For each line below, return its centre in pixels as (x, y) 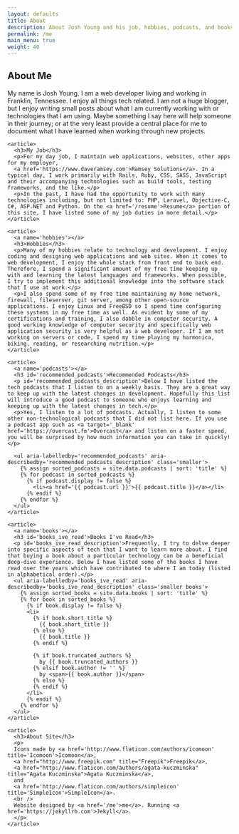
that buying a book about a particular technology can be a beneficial (116, 556)
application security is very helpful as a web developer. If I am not (116, 331)
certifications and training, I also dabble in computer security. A (113, 319)
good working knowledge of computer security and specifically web (110, 325)
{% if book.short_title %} (73, 618)
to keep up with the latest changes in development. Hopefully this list (119, 393)
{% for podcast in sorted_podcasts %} (78, 475)
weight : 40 (23, 47)
